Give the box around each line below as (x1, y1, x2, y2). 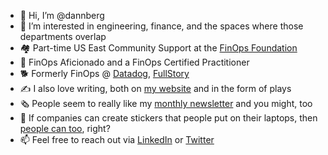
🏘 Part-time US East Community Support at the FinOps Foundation (19, 42, 298, 54)
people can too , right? (19, 123, 111, 134)
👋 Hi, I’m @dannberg (19, 10, 105, 21)
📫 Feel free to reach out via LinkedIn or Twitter (19, 134, 215, 145)
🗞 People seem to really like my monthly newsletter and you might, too (19, 98, 313, 109)
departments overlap (19, 31, 107, 42)
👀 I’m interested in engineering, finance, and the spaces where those (19, 20, 304, 32)
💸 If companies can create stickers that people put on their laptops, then (19, 112, 318, 124)
